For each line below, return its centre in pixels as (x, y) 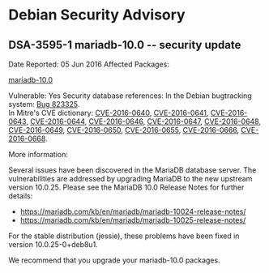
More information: (38, 154)
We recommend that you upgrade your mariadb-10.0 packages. (114, 260)
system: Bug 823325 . (44, 104)
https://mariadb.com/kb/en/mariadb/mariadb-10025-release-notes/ (133, 220)
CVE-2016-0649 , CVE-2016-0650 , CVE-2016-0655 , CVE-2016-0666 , (124, 130)
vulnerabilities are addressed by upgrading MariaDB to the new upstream (130, 179)
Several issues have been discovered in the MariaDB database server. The (132, 170)
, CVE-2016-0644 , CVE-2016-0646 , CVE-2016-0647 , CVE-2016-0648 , (143, 122)
